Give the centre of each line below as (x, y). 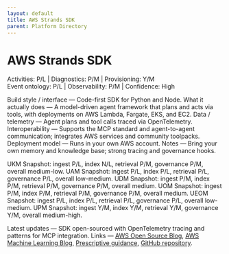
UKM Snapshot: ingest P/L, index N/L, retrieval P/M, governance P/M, (105, 164)
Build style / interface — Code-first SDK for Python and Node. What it (105, 100)
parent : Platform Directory (47, 26)
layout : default (30, 13)
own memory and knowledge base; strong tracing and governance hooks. (111, 151)
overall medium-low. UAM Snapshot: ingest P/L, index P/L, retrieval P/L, (108, 172)
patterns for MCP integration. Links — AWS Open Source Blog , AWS (103, 236)
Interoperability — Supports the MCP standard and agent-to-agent (101, 129)
